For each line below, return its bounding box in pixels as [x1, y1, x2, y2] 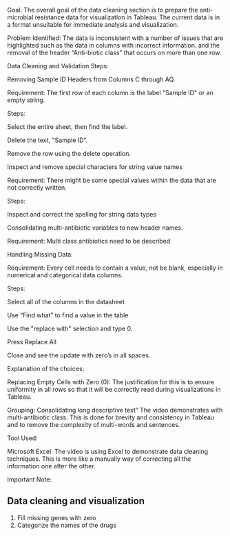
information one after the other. [7, 462, 96, 470]
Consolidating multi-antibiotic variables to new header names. [7, 224, 184, 232]
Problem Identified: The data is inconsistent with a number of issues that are [7, 34, 224, 42]
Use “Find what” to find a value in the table [7, 311, 129, 319]
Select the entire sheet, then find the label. [7, 123, 128, 130]
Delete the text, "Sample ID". [7, 136, 88, 144]
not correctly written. [7, 183, 67, 192]
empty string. [7, 96, 45, 104]
